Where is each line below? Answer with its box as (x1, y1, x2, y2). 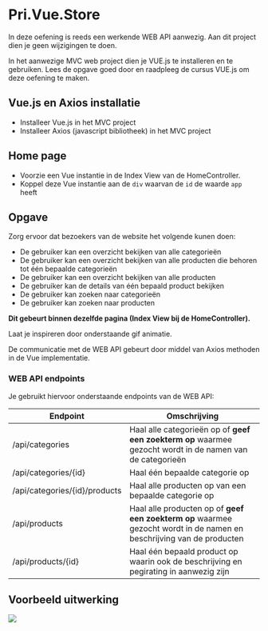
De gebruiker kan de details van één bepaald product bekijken (19, 282, 225, 291)
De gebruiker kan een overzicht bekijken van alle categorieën (19, 247, 222, 257)
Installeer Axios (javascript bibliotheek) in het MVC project (19, 126, 211, 135)
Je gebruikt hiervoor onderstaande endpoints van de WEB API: (8, 391, 215, 401)
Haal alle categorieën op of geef (128, 424, 250, 435)
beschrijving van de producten (128, 533, 244, 544)
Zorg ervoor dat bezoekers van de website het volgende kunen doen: (8, 232, 236, 242)
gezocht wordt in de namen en (128, 522, 244, 533)
